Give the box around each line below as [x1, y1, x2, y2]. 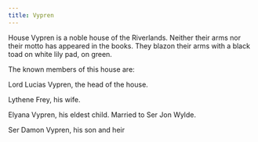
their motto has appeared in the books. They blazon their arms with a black [8, 41, 251, 51]
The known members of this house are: [8, 64, 135, 74]
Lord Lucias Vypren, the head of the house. [8, 80, 149, 89]
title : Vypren [8, 11, 55, 20]
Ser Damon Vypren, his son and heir [8, 125, 125, 134]
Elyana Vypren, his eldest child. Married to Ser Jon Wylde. [8, 110, 197, 119]
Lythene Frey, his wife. [8, 94, 81, 104]
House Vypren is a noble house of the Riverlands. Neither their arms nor [8, 33, 242, 42]
